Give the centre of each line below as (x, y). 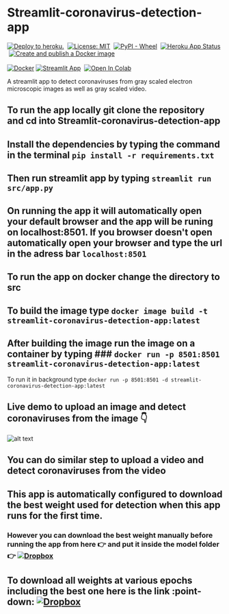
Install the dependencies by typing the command (113, 144)
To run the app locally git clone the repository (106, 110)
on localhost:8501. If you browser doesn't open (110, 232)
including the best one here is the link (89, 591)
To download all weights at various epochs (100, 580)
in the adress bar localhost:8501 (77, 253)
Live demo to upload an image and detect (97, 407)
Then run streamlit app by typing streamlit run (109, 179)
